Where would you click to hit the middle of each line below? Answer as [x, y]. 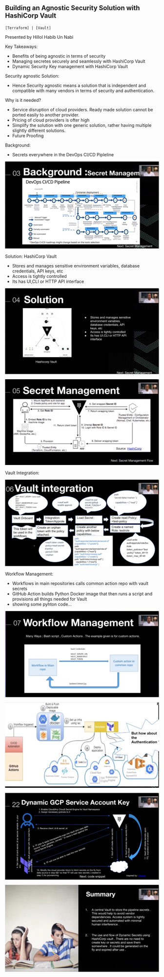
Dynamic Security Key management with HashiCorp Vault [70, 66]
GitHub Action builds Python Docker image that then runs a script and [82, 594]
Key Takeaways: [21, 47]
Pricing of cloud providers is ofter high [51, 120]
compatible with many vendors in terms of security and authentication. [83, 91]
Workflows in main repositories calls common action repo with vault [80, 583]
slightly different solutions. [39, 130]
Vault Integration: [22, 473]
